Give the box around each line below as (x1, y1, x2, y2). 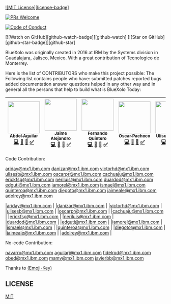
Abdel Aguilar (9, 133, 38, 138)
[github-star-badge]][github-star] (5, 39, 75, 45)
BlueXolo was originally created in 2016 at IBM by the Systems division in (5, 50, 158, 55)
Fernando (88, 130, 108, 136)
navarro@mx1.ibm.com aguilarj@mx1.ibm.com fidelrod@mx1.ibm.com (5, 250, 151, 255)
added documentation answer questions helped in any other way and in (5, 81, 156, 87)
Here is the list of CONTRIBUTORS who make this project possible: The (5, 70, 154, 76)
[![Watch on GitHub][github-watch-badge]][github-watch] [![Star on (5, 34, 148, 40)
